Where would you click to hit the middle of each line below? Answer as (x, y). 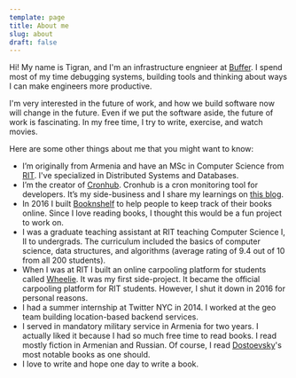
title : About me (39, 26)
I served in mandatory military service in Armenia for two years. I (140, 327)
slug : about (31, 34)
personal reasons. (55, 298)
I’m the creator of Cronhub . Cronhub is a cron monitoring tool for (140, 185)
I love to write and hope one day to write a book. (110, 364)
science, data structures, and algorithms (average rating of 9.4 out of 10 (153, 251)
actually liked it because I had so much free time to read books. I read (149, 336)
